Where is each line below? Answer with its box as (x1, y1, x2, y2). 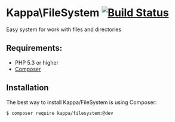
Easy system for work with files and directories (6, 26, 122, 33)
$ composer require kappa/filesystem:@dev (6, 110, 113, 116)
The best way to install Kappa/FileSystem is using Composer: (6, 99, 157, 106)
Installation (6, 83, 49, 93)
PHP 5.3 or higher (14, 59, 59, 66)
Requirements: (6, 43, 63, 53)
